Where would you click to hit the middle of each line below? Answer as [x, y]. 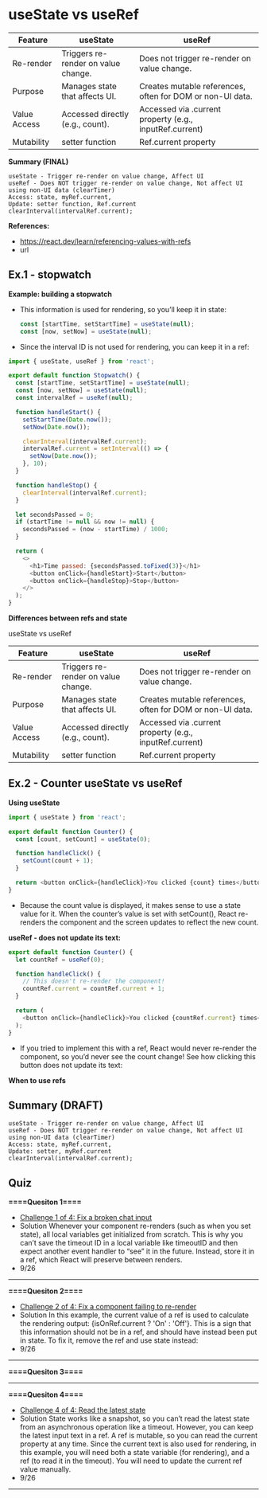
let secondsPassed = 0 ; [54, 514]
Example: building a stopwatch [60, 294]
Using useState [34, 803]
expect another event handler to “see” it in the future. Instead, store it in [137, 1251]
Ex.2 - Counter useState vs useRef [95, 783]
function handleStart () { [58, 412]
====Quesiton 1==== [45, 1202]
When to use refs [37, 1080]
